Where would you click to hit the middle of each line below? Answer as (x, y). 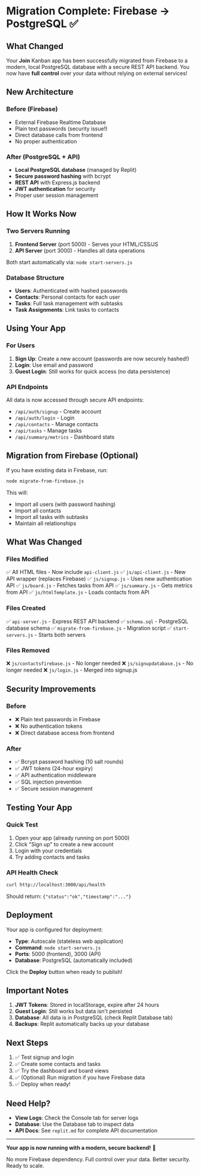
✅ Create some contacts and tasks (58, 1064)
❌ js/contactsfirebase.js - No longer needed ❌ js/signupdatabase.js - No (100, 663)
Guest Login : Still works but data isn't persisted (74, 1011)
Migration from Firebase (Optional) (72, 456)
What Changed (35, 46)
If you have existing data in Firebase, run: (57, 470)
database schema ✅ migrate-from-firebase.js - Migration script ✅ (89, 628)
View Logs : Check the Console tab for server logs (77, 1118)
